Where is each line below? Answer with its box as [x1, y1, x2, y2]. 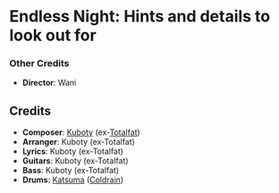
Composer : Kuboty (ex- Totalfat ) [21, 127, 140, 138]
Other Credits [9, 57, 70, 70]
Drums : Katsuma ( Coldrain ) [21, 174, 123, 185]
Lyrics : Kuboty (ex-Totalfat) [21, 146, 123, 157]
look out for [9, 25, 97, 46]
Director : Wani [21, 78, 77, 88]
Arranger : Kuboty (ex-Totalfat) [21, 137, 136, 147]
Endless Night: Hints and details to [9, 6, 271, 27]
